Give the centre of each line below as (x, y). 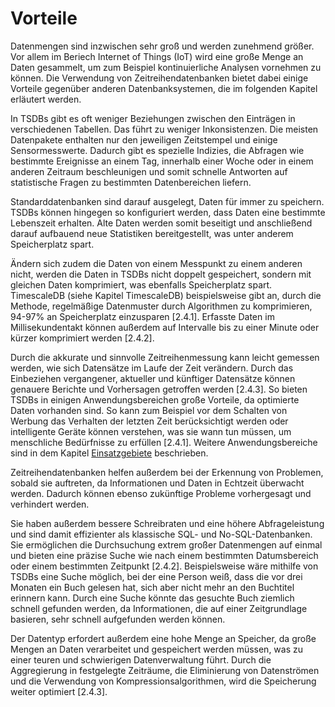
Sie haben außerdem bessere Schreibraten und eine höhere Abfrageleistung (167, 523)
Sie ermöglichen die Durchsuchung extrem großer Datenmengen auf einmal (166, 544)
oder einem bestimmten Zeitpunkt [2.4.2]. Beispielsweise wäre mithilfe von (164, 566)
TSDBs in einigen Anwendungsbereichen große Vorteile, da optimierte (155, 399)
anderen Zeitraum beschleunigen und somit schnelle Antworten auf (149, 171)
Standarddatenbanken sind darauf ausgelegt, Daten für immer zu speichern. (167, 201)
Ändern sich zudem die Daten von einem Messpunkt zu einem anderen (156, 263)
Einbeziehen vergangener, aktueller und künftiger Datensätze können (153, 378)
